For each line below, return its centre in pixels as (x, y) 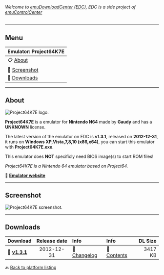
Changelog (85, 255)
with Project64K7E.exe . (29, 147)
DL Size (147, 241)
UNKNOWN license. (25, 127)
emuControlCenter (24, 12)
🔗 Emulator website (25, 175)
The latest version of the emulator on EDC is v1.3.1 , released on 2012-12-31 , (82, 136)
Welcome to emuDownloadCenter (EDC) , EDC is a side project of (70, 7)
